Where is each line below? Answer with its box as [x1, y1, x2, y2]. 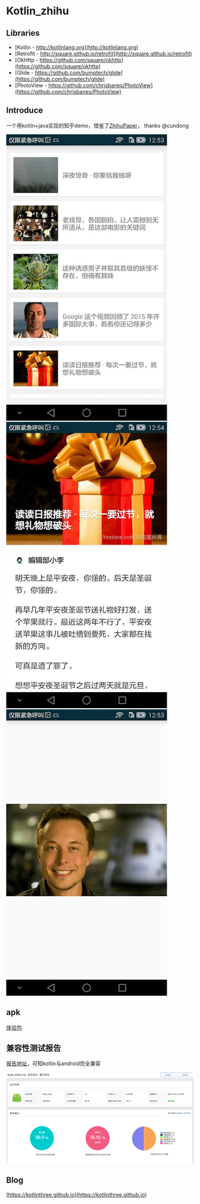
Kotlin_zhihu [6, 4, 70, 18]
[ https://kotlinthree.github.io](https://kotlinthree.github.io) [6, 1191, 147, 1198]
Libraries [6, 28, 40, 38]
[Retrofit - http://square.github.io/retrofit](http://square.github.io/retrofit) [14, 50, 192, 57]
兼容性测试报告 [6, 1043, 61, 1054]
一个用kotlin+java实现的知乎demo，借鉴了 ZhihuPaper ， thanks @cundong [6, 122, 189, 129]
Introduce [6, 106, 43, 116]
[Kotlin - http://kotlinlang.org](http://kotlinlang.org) [14, 44, 139, 51]
